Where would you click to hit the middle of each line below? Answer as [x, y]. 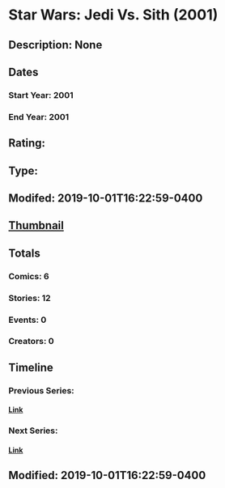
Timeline [31, 367]
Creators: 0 [31, 342]
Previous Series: [41, 390]
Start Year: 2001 [41, 95]
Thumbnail [36, 225]
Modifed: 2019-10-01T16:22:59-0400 [106, 198]
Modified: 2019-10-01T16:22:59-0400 [107, 475]
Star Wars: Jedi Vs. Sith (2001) [113, 15]
